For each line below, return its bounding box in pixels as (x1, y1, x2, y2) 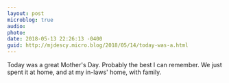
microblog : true (7, 16, 53, 23)
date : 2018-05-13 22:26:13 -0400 (7, 36, 103, 43)
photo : (7, 29, 26, 36)
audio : (7, 23, 26, 29)
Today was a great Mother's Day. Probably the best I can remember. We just (7, 61, 223, 69)
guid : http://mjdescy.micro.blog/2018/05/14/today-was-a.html (7, 42, 189, 49)
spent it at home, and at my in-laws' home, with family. (7, 68, 162, 76)
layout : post (7, 10, 45, 17)
